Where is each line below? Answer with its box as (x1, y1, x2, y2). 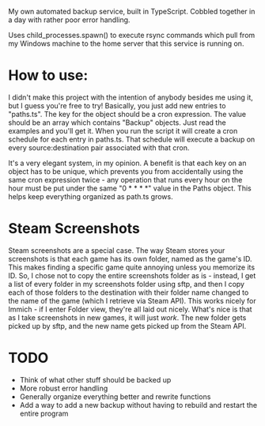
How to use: (8, 66, 89, 85)
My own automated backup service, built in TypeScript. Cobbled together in (8, 7, 256, 16)
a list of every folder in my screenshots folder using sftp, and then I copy (8, 279, 245, 288)
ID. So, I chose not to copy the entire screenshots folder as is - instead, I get (8, 270, 256, 280)
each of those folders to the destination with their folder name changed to (8, 288, 249, 297)
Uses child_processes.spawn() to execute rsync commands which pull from (8, 31, 256, 40)
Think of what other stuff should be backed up (19, 375, 172, 384)
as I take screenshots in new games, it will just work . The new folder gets (8, 312, 247, 322)
